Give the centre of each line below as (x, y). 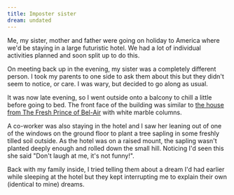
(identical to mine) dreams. (46, 184)
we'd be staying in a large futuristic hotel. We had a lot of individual (104, 48)
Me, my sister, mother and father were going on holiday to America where (113, 40)
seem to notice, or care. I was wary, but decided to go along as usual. (108, 83)
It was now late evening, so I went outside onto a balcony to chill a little (110, 97)
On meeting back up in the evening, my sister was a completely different (112, 69)
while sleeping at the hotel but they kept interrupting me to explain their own (117, 177)
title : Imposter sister (42, 14)
